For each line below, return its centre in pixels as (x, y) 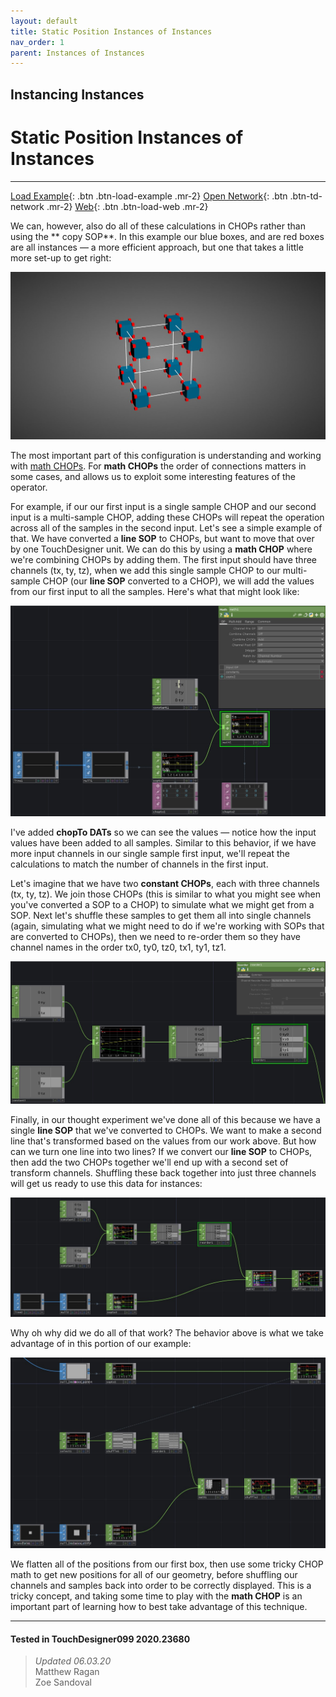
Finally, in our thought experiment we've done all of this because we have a (165, 1119)
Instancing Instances (77, 94)
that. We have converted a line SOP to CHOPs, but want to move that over (162, 538)
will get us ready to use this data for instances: (106, 1183)
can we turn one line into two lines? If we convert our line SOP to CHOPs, (161, 1151)
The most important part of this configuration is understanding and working (166, 455)
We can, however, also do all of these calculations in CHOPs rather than (158, 226)
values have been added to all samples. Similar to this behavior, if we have (163, 842)
